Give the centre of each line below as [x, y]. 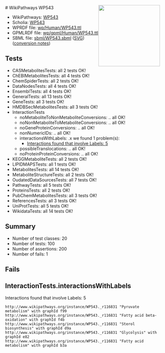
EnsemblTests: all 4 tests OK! [42, 91]
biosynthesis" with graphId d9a [38, 328]
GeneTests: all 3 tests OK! [38, 101]
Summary [20, 227]
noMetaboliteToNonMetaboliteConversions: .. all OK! [72, 117]
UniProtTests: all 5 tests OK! [40, 206]
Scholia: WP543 [28, 22]
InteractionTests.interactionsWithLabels [68, 286]
